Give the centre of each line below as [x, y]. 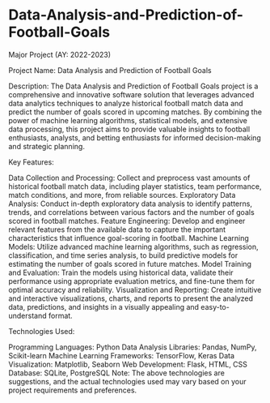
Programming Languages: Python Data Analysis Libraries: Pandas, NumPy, [133, 347]
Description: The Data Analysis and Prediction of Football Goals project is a [133, 86]
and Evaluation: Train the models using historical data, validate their [121, 272]
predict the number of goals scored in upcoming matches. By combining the [135, 112]
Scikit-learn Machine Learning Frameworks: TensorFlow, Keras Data [122, 355]
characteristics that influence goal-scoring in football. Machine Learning [129, 238]
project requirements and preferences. [73, 390]
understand [27, 315]
